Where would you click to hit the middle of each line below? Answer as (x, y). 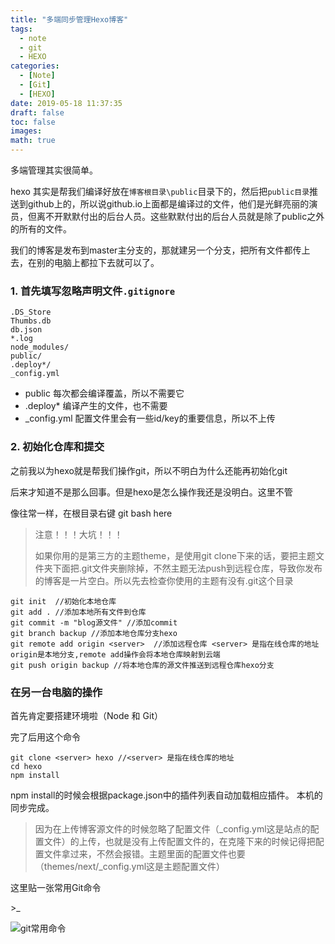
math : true (33, 141)
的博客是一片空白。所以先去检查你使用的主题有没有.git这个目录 (164, 580)
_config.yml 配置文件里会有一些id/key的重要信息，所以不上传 (150, 418)
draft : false (37, 112)
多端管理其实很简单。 (54, 170)
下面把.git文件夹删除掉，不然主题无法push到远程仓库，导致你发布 (187, 568)
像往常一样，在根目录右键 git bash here (91, 513)
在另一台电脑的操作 (56, 692)
